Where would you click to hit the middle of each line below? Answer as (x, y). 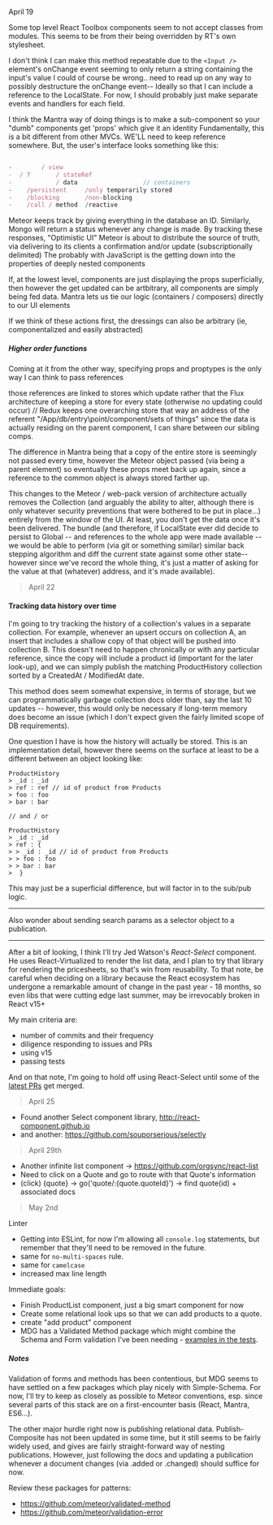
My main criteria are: (43, 1020)
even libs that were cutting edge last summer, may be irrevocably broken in (134, 995)
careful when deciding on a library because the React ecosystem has (124, 978)
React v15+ (27, 1004)
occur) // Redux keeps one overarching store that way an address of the (129, 410)
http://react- (180, 1117)
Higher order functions (48, 348)
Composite (27, 1438)
